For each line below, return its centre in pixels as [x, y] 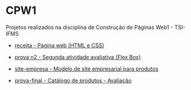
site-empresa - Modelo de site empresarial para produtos [86, 69]
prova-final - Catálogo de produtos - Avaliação [73, 80]
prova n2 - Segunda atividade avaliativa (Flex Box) [78, 57]
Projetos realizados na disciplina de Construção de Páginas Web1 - [89, 27]
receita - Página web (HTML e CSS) [59, 45]
